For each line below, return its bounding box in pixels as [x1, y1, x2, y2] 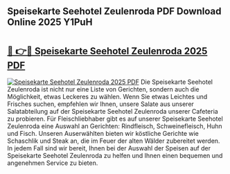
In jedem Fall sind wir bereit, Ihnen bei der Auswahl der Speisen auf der [7, 144, 211, 152]
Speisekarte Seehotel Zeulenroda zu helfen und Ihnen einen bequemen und [7, 152, 223, 159]
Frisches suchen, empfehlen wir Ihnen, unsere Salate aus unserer [7, 100, 194, 108]
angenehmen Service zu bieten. [7, 159, 98, 167]
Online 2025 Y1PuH [7, 17, 93, 28]
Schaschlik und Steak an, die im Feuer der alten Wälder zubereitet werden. [7, 137, 220, 145]
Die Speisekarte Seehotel [141, 78, 213, 86]
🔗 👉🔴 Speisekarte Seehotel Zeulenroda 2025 [7, 45, 208, 57]
